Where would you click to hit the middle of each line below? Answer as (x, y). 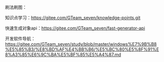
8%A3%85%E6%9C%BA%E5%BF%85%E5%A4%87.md (63, 55)
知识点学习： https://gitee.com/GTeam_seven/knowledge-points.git (73, 18)
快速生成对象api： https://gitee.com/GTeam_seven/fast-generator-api (75, 28)
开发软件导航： (20, 39)
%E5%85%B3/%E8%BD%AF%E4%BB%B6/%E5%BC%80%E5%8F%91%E (82, 49)
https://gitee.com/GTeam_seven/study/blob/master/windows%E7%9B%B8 (81, 44)
